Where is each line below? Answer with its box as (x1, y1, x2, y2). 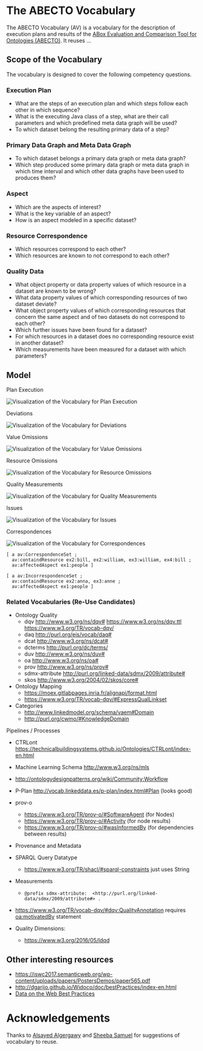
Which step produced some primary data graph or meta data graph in (15, 161, 190, 168)
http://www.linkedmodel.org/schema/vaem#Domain (24, 709, 154, 716)
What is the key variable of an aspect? (15, 210, 111, 217)
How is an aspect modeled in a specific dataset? (15, 216, 137, 223)
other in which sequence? (15, 106, 80, 113)
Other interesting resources (6, 954, 114, 964)
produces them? (15, 174, 57, 182)
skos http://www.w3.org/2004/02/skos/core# (24, 676, 139, 684)
